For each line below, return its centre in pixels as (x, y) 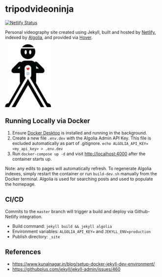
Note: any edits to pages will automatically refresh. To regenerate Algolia (78, 168)
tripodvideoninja (40, 9)
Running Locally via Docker (48, 121)
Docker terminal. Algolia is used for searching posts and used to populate (79, 179)
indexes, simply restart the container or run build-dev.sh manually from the (81, 173)
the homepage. (20, 184)
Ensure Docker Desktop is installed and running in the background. (80, 133)
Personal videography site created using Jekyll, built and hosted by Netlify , (81, 32)
